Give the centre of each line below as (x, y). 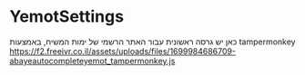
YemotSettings (67, 17)
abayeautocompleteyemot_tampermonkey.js (92, 61)
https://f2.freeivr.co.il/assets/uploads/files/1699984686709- (123, 51)
